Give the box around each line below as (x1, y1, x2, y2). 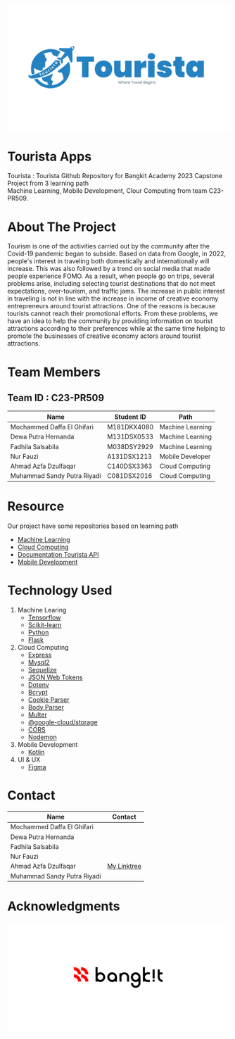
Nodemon (27, 733, 58, 741)
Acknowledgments (7, 898, 121, 914)
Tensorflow (27, 613, 61, 622)
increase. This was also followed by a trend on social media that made (7, 265, 211, 273)
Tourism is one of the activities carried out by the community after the (7, 242, 210, 251)
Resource (7, 498, 65, 515)
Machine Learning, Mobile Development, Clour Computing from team (7, 187, 208, 195)
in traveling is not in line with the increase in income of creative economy (7, 294, 219, 303)
